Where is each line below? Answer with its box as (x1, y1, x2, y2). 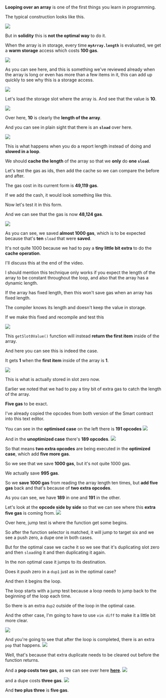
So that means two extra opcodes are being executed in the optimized (5, 446, 151, 451)
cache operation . (5, 250, 41, 256)
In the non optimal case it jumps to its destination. (5, 559, 107, 565)
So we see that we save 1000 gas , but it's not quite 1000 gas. (5, 461, 131, 466)
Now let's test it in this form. (5, 202, 63, 208)
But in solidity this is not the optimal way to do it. (5, 33, 107, 39)
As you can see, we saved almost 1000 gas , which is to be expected (5, 230, 146, 236)
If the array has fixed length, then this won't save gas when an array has (5, 290, 153, 295)
